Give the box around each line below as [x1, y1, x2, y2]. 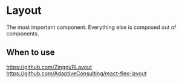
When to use [6, 48, 56, 58]
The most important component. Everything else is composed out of [6, 23, 177, 31]
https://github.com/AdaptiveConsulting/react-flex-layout [6, 70, 147, 77]
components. [6, 29, 39, 37]
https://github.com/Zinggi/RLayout [6, 63, 93, 70]
